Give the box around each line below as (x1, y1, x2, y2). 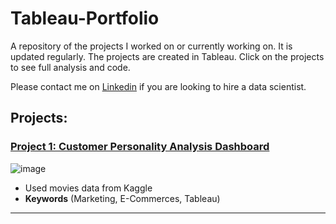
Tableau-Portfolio (10, 7, 160, 30)
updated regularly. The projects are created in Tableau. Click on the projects (10, 50, 325, 62)
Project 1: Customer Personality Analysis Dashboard (10, 140, 270, 154)
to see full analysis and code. (10, 61, 131, 73)
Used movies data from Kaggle (24, 182, 153, 194)
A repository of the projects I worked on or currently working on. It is (10, 40, 293, 52)
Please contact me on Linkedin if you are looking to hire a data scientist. (10, 80, 307, 92)
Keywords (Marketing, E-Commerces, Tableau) (24, 192, 221, 204)
